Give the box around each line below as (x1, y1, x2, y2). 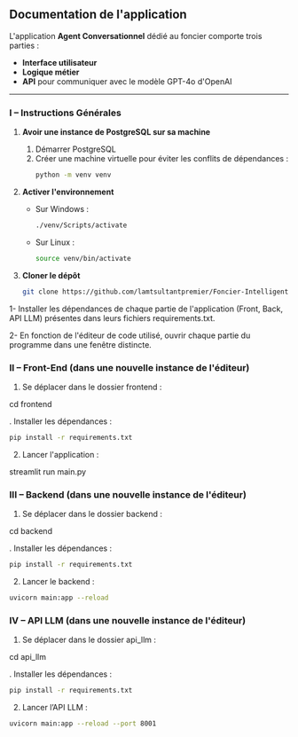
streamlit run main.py (9, 466, 87, 477)
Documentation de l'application (9, 7, 188, 22)
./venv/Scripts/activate (35, 221, 128, 230)
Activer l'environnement (21, 186, 114, 197)
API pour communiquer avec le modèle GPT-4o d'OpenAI (21, 75, 232, 87)
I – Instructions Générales (9, 106, 122, 119)
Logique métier (21, 67, 80, 77)
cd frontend (9, 398, 52, 409)
